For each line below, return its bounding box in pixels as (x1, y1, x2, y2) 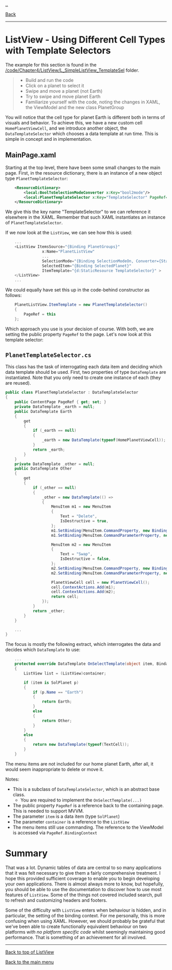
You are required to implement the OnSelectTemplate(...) (20, 797, 142, 803)
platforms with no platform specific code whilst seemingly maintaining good (5, 929, 165, 935)
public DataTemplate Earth (14, 409, 72, 414)
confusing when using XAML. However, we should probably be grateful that (5, 918, 165, 924)
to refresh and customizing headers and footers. (5, 897, 107, 903)
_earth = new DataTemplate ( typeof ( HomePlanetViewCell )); (41, 437, 166, 443)
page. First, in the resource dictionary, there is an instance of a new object (5, 170, 162, 176)
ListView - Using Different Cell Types (5, 34, 165, 46)
